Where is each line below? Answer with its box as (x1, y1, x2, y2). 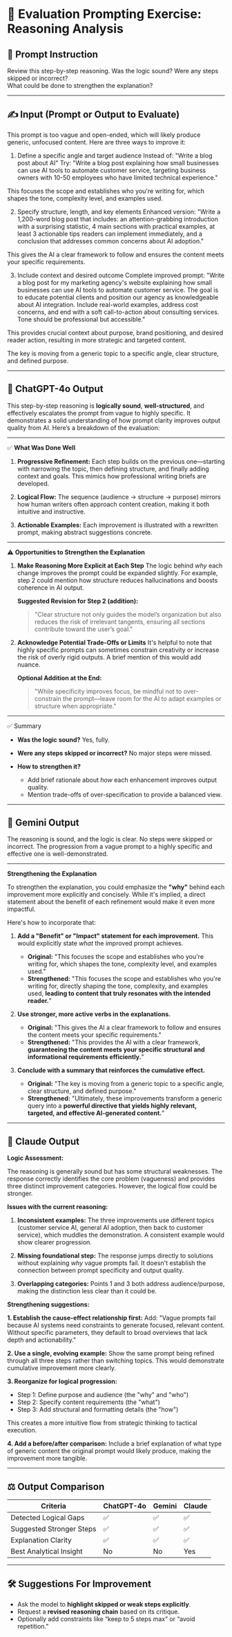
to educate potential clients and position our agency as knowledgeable (17, 293, 219, 301)
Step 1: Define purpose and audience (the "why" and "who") (17, 1391, 189, 1399)
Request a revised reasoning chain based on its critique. (17, 1607, 180, 1616)
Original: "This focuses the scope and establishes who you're (27, 953, 204, 961)
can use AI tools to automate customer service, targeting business (17, 166, 206, 174)
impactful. (7, 905, 36, 913)
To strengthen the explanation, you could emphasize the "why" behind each (7, 883, 225, 891)
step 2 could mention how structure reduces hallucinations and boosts (17, 576, 218, 584)
